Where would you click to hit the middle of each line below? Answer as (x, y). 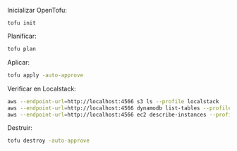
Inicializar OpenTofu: (37, 10)
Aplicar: (19, 62)
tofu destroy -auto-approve (49, 141)
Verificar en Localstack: (42, 88)
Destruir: (20, 128)
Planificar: (22, 36)
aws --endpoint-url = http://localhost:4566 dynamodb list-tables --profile (120, 108)
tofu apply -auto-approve (45, 75)
